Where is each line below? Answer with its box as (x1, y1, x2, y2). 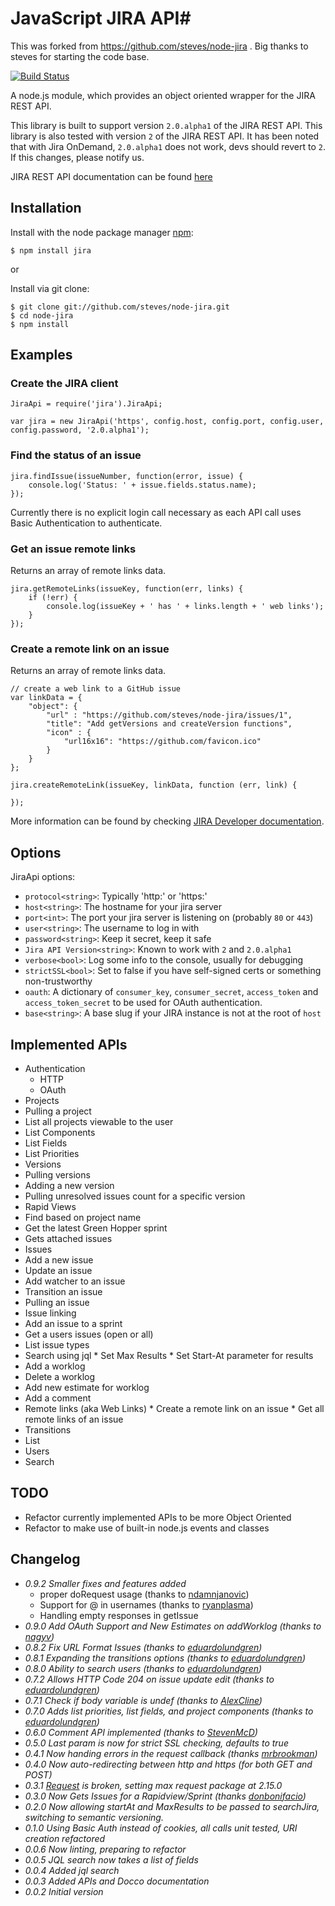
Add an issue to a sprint (24, 1317, 123, 1329)
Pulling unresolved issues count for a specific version (24, 1190, 246, 1202)
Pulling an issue (24, 1296, 90, 1308)
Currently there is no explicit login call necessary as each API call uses (10, 506, 302, 518)
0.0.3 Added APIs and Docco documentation (24, 1875, 210, 1887)
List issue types (24, 1338, 90, 1351)
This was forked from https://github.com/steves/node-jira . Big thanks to (10, 40, 309, 52)
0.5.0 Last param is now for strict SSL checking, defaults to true (24, 1737, 289, 1749)
